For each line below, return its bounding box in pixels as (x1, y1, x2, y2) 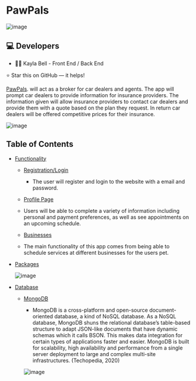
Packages (14, 260, 40, 267)
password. (32, 184, 58, 191)
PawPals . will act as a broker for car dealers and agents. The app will (6, 85, 175, 92)
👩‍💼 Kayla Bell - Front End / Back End (14, 60, 104, 67)
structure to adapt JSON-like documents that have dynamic (32, 325, 178, 332)
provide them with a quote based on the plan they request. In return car (6, 104, 181, 111)
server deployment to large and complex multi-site (32, 350, 156, 357)
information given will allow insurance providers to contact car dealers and (6, 98, 188, 105)
